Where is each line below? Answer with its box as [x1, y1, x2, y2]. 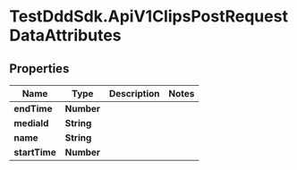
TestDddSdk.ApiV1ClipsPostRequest [9, 6, 289, 27]
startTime [13, 146, 56, 158]
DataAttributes [9, 25, 123, 46]
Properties [9, 61, 70, 76]
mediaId [13, 117, 49, 129]
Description [108, 88, 160, 99]
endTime [13, 103, 53, 115]
